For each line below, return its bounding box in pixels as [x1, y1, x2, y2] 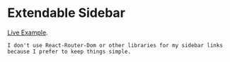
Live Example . [7, 28, 48, 37]
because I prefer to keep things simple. [7, 48, 132, 55]
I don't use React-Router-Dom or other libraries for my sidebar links [7, 42, 223, 49]
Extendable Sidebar [7, 5, 126, 21]
